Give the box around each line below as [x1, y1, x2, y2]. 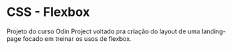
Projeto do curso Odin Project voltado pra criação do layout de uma [6, 27, 200, 35]
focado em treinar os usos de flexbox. [22, 34, 132, 42]
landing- [201, 27, 226, 35]
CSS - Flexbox [6, 4, 90, 20]
